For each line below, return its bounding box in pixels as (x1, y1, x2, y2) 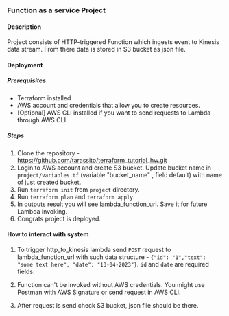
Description (7, 23, 42, 31)
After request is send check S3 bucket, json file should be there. (16, 301, 199, 309)
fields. (16, 267, 35, 275)
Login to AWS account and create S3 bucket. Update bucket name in (16, 163, 211, 172)
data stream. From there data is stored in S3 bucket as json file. (7, 45, 186, 54)
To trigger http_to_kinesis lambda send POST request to (16, 245, 171, 253)
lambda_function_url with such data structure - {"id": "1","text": (16, 253, 206, 261)
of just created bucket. (16, 178, 82, 186)
